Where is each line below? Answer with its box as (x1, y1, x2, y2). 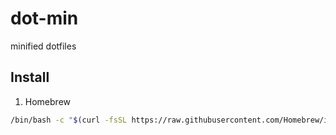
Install (10, 69, 50, 86)
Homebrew (24, 95, 71, 107)
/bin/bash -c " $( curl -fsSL (10, 115, 128, 125)
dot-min (10, 7, 79, 30)
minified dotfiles (10, 40, 77, 52)
